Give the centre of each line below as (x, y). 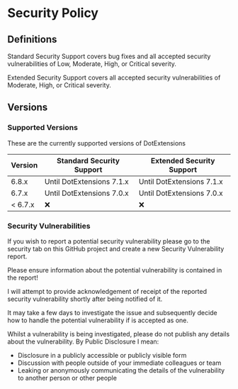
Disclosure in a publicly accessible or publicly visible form (102, 355)
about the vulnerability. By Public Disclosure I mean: (83, 341)
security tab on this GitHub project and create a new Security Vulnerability (116, 248)
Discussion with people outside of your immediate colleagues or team (119, 363)
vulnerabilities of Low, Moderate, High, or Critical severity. (92, 64)
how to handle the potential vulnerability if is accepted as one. (98, 320)
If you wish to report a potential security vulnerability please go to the (109, 241)
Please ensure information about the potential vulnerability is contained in (115, 270)
